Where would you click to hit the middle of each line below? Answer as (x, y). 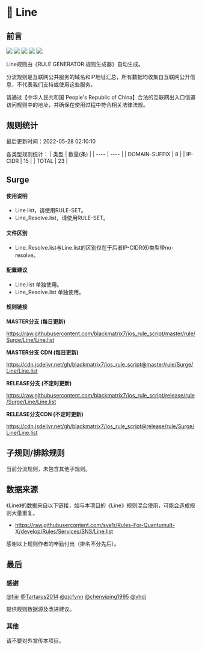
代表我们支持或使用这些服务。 (59, 84)
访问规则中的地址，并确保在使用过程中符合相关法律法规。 (77, 105)
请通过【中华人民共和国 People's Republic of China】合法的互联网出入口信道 (101, 97)
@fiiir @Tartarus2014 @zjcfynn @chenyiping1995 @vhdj (76, 597)
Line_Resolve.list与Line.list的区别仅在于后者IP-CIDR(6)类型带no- (94, 247)
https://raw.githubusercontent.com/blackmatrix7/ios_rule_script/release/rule (101, 396)
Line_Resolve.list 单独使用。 (50, 292)
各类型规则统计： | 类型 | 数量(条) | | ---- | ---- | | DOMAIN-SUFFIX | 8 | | (96, 154)
